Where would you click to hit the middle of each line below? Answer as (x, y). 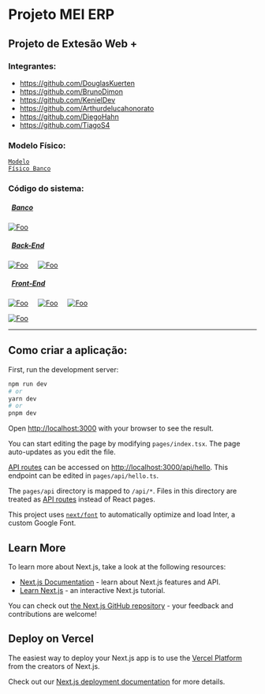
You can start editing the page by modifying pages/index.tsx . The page (124, 444)
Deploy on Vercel (51, 639)
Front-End (28, 283)
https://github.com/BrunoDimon (71, 91)
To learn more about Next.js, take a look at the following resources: (117, 567)
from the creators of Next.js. (54, 666)
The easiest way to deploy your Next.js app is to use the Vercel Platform (125, 658)
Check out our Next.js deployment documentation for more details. (117, 681)
